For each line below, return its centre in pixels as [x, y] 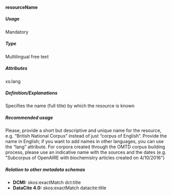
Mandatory [17, 32]
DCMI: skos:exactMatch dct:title [47, 183]
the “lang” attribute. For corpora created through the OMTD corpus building [85, 147]
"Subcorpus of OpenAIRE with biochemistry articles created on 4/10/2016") [85, 158]
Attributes [16, 68]
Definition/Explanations [31, 93]
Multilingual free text [27, 56]
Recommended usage [29, 118]
